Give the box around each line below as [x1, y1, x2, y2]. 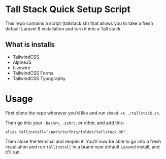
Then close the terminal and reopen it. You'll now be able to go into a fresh [5, 138, 161, 144]
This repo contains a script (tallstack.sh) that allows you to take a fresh [5, 20, 153, 26]
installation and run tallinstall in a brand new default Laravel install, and [5, 143, 160, 150]
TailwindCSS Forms [12, 70, 54, 76]
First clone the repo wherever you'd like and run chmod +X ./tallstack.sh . [5, 110, 160, 116]
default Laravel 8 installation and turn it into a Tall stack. [5, 25, 122, 31]
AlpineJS [12, 59, 32, 65]
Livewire [12, 64, 30, 70]
